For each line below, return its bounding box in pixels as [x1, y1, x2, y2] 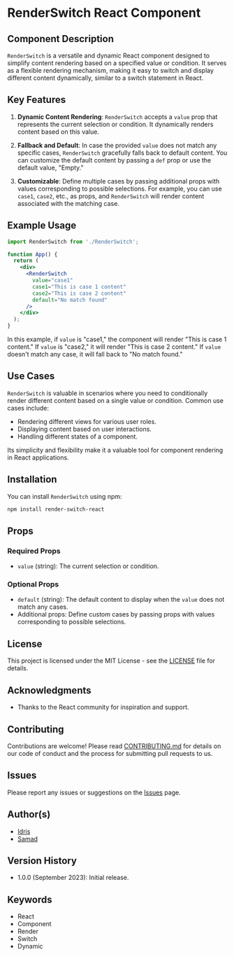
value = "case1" [32, 277, 73, 284]
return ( [13, 257, 39, 264]
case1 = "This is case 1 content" [32, 283, 127, 290]
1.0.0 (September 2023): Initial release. [17, 874, 129, 882]
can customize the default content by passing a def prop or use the [17, 156, 212, 164]
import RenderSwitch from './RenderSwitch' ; [7, 238, 139, 245]
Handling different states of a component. [17, 432, 138, 441]
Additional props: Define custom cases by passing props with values [17, 610, 215, 619]
